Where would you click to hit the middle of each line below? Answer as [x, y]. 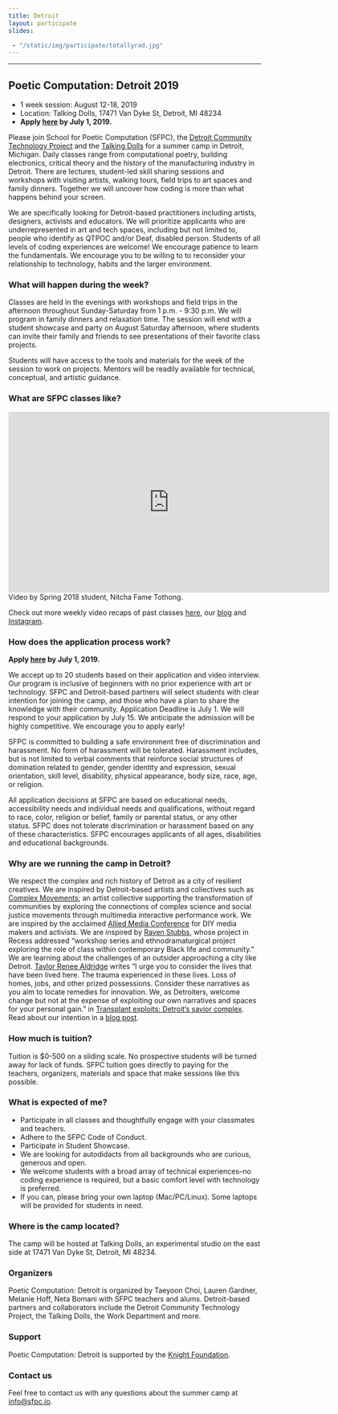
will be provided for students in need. [81, 1205]
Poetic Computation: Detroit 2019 [94, 85]
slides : [21, 31]
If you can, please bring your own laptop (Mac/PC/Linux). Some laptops [138, 1197]
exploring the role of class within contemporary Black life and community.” [131, 949]
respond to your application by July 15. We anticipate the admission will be [132, 717]
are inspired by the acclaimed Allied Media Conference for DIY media [122, 924]
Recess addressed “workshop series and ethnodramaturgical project [122, 941]
